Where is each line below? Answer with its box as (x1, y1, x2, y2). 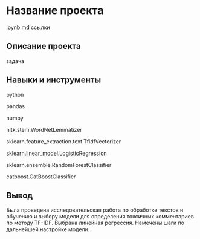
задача (6, 57, 25, 64)
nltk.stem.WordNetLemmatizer (6, 126, 83, 133)
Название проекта (6, 4, 104, 18)
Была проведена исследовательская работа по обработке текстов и (6, 206, 184, 214)
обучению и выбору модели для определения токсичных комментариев (6, 213, 195, 220)
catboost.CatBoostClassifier (6, 173, 76, 180)
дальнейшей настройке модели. (6, 226, 90, 233)
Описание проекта (6, 41, 81, 51)
